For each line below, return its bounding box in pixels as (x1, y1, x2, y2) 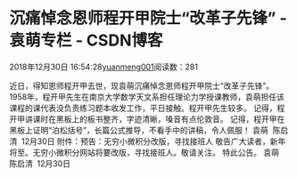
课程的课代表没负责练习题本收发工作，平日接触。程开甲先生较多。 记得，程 (9, 102, 285, 113)
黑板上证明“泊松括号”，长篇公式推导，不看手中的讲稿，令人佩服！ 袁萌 (9, 125, 269, 135)
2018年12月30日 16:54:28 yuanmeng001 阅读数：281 (9, 61, 199, 72)
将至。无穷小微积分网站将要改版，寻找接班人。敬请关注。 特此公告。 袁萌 (9, 147, 279, 157)
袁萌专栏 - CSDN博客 (9, 30, 163, 51)
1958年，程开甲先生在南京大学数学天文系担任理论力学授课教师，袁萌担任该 (9, 91, 285, 102)
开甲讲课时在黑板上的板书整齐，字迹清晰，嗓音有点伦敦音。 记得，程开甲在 (9, 113, 285, 125)
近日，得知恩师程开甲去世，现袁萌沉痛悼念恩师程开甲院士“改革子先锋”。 (9, 80, 275, 91)
